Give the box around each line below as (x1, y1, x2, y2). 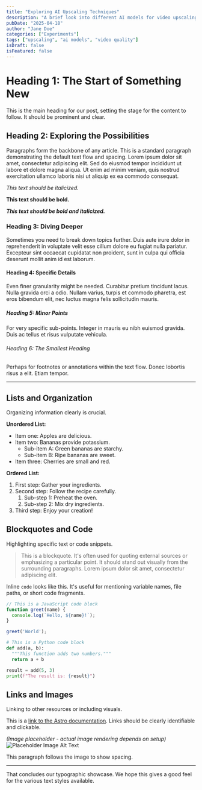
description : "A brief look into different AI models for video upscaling (6, 14, 198, 21)
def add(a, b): (6, 645, 44, 651)
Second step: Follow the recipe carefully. (14, 487, 117, 495)
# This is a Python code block (6, 640, 85, 646)
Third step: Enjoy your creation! (14, 507, 93, 514)
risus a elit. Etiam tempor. (6, 370, 69, 377)
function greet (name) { (6, 607, 66, 613)
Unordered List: (6, 420, 46, 428)
